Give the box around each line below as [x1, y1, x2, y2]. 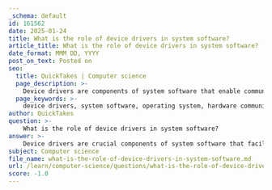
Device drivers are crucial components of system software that [23, 139, 244, 148]
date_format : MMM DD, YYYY [8, 49, 100, 57]
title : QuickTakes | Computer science [15, 72, 147, 80]
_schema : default [8, 11, 67, 20]
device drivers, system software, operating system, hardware [23, 102, 237, 110]
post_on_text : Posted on [8, 57, 92, 65]
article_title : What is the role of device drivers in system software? [8, 42, 259, 50]
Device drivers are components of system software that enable [23, 87, 241, 95]
